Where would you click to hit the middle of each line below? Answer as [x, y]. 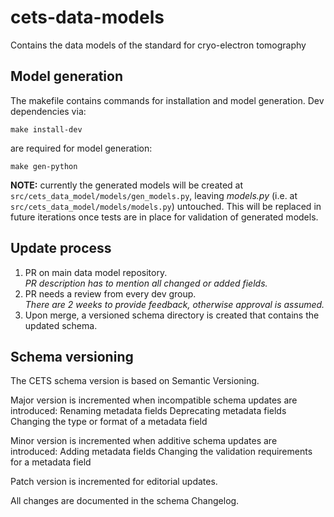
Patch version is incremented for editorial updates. [114, 482]
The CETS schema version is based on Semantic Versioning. [135, 381]
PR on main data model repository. [96, 272]
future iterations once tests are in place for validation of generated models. [164, 217]
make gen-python [44, 166]
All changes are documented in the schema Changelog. [125, 501]
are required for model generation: [81, 148]
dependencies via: [48, 111]
